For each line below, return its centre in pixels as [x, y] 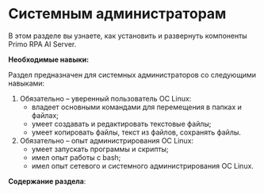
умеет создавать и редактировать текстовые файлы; [121, 124]
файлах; [45, 115]
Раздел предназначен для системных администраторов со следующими [132, 74]
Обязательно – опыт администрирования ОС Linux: [107, 140]
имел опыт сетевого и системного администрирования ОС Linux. [142, 165]
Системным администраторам [117, 14]
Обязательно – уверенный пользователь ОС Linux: [105, 98]
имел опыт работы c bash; [76, 157]
